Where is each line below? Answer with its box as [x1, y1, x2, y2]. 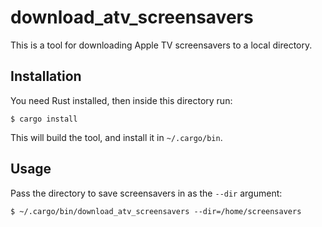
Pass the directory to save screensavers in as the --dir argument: [10, 187, 283, 199]
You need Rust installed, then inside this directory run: [10, 94, 233, 106]
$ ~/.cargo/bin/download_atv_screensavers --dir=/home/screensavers [10, 206, 302, 216]
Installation [10, 68, 82, 85]
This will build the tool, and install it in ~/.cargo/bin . [10, 131, 223, 143]
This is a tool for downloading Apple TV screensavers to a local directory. [10, 39, 313, 51]
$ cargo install [10, 114, 78, 124]
